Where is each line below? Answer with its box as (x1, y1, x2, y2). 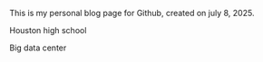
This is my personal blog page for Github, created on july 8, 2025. (9, 8, 255, 18)
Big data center (9, 42, 67, 53)
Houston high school (9, 25, 87, 35)
